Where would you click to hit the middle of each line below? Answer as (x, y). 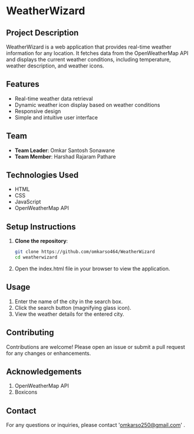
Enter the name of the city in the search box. (68, 301)
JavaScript (28, 202)
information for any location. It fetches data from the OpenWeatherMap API (97, 53)
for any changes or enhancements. (49, 353)
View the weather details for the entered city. (69, 314)
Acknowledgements (44, 372)
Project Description (42, 33)
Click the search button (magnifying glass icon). (73, 307)
